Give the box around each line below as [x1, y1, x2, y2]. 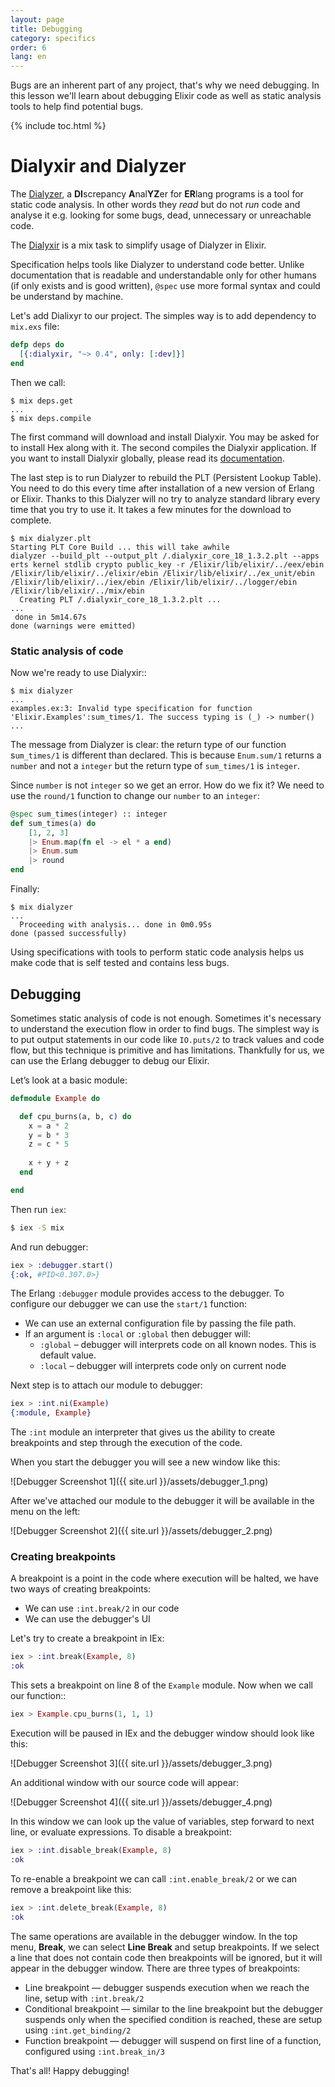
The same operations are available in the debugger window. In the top [10, 1930, 298, 1942]
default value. [39, 1349, 97, 1361]
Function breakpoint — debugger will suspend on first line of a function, [24, 2034, 322, 2046]
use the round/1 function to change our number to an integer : [10, 789, 260, 801]
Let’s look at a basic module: [10, 1074, 128, 1086]
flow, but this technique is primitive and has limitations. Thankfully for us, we [10, 1044, 325, 1056]
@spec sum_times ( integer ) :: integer [10, 809, 168, 819]
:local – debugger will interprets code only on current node [39, 1360, 287, 1372]
